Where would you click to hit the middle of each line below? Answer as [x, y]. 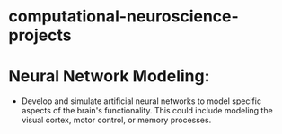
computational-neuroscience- [123, 17]
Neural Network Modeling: [109, 76]
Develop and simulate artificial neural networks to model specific [141, 101]
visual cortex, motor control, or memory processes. [116, 120]
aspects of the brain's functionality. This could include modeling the [147, 111]
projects [40, 35]
